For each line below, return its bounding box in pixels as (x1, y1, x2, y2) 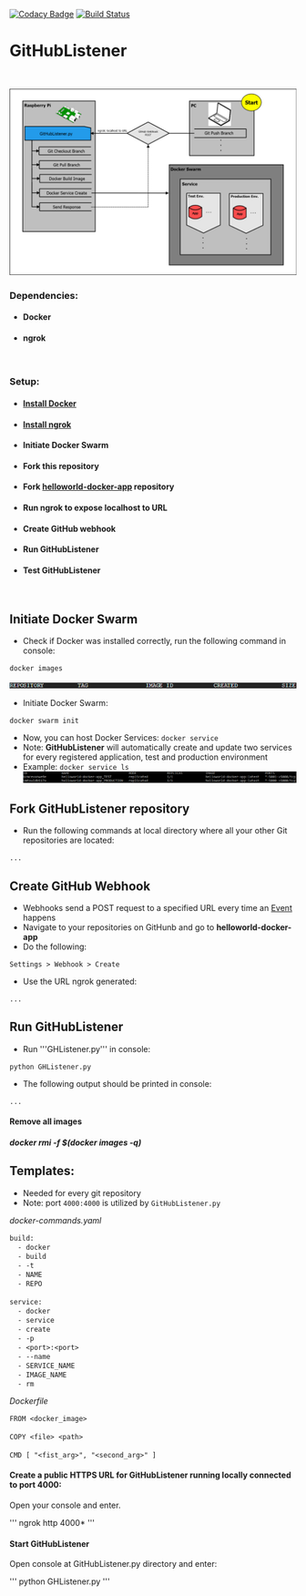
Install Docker (22, 397, 77, 409)
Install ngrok (22, 419, 72, 430)
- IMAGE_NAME (17, 1370, 67, 1379)
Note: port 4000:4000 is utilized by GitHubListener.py (22, 1197, 221, 1208)
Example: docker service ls (22, 762, 129, 772)
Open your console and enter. (9, 1499, 121, 1510)
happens (22, 912, 56, 923)
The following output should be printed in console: (22, 1078, 212, 1089)
